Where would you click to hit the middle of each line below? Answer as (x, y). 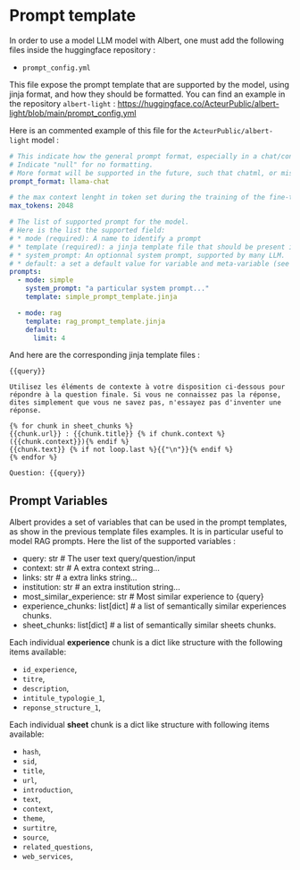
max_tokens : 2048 (42, 206)
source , (35, 837)
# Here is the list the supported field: (87, 230)
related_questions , (58, 847)
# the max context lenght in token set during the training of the (137, 198)
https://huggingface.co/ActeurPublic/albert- (198, 103)
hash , (32, 752)
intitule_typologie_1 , (63, 698)
